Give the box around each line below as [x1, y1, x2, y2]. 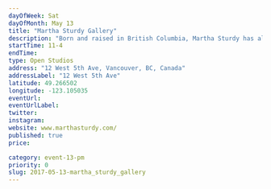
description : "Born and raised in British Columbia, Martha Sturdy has [8, 34, 254, 43]
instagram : [8, 117, 45, 125]
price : [8, 138, 31, 147]
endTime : [8, 49, 38, 57]
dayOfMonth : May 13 [8, 19, 74, 27]
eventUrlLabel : [8, 101, 60, 109]
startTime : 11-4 [8, 42, 63, 50]
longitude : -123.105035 [8, 86, 89, 95]
